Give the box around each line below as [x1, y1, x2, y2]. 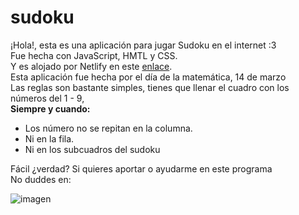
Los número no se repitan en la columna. [24, 122, 193, 134]
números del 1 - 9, [10, 92, 85, 104]
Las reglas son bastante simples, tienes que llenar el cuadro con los [10, 81, 290, 93]
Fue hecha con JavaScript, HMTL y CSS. [10, 49, 178, 61]
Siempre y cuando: [10, 102, 91, 115]
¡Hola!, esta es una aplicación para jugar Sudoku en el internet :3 [10, 39, 277, 51]
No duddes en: [10, 173, 72, 185]
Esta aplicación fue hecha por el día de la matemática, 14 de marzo [10, 71, 287, 83]
